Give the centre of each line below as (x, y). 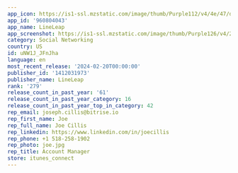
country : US (25, 47)
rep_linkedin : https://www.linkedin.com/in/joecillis (89, 132)
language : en (27, 60)
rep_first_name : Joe (38, 119)
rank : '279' (25, 86)
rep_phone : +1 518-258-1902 (49, 138)
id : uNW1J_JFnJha (33, 54)
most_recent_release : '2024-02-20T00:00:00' (74, 66)
